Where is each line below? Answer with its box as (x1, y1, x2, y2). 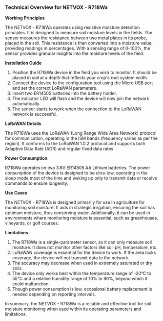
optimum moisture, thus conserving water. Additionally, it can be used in (5, 210, 150, 216)
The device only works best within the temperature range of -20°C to (12, 271, 151, 276)
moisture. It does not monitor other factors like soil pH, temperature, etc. (12, 245, 158, 250)
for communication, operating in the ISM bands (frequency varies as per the (5, 135, 158, 141)
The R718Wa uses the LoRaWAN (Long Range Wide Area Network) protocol (5, 130, 157, 136)
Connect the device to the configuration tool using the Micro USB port (12, 80, 153, 86)
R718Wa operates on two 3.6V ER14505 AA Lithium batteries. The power (5, 165, 150, 171)
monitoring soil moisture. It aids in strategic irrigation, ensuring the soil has (5, 205, 155, 211)
